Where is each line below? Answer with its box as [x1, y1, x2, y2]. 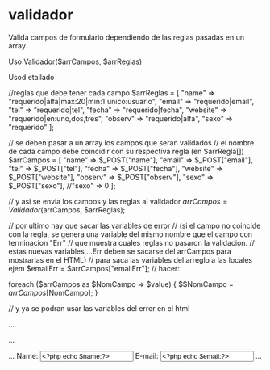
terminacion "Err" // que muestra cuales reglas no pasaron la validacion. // [8, 238, 255, 247]
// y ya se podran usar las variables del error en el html [8, 303, 190, 313]
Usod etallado [8, 72, 55, 82]
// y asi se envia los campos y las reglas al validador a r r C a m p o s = [8, 196, 228, 206]
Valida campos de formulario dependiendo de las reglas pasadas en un [8, 32, 244, 42]
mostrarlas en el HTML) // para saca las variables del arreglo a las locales [8, 254, 252, 264]
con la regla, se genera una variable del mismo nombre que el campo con [8, 229, 252, 239]
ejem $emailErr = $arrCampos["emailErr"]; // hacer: [8, 263, 180, 273]
